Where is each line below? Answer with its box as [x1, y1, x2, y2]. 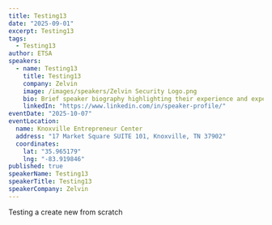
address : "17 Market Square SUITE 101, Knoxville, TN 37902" [15, 132, 227, 140]
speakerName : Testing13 [8, 170, 89, 178]
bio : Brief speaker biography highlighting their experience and [23, 95, 249, 103]
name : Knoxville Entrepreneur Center [15, 125, 143, 133]
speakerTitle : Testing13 [8, 177, 92, 186]
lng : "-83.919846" [23, 155, 85, 163]
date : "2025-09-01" [8, 19, 74, 28]
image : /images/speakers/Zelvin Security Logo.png [23, 87, 198, 96]
